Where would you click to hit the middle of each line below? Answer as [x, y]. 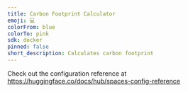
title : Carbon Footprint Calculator [61, 14]
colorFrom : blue [31, 27]
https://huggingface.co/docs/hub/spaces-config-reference [94, 81]
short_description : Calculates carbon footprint [81, 54]
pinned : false [28, 47]
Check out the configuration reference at [67, 73]
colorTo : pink [28, 34]
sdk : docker [25, 40]
